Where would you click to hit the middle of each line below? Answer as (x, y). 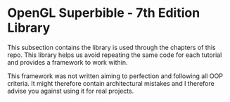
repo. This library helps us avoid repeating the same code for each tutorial (115, 55)
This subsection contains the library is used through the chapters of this (111, 47)
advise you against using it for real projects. (71, 91)
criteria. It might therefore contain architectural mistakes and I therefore (111, 83)
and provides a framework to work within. (68, 62)
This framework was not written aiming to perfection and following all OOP (115, 76)
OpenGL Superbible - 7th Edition (104, 13)
